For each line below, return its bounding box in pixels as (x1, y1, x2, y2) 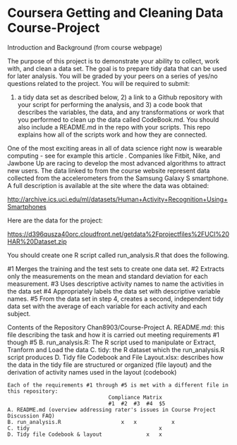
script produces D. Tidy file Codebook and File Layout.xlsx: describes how (7, 353, 224, 361)
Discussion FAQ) (7, 412, 55, 420)
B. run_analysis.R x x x (7, 418, 175, 425)
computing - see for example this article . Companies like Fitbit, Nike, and (7, 151, 221, 160)
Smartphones (7, 202, 47, 211)
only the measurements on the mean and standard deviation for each (7, 272, 208, 280)
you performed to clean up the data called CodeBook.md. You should (17, 115, 219, 124)
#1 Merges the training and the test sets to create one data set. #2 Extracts (7, 264, 224, 272)
